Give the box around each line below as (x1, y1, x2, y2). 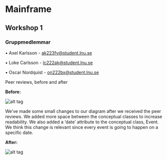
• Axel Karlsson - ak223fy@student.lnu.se (5, 50, 92, 56)
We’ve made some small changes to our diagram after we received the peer (5, 108, 161, 114)
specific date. (5, 129, 33, 135)
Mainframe (5, 4, 52, 15)
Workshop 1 (5, 24, 43, 32)
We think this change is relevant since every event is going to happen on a (5, 124, 158, 130)
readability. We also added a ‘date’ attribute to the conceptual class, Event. (5, 119, 159, 125)
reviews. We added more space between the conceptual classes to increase (5, 113, 162, 119)
